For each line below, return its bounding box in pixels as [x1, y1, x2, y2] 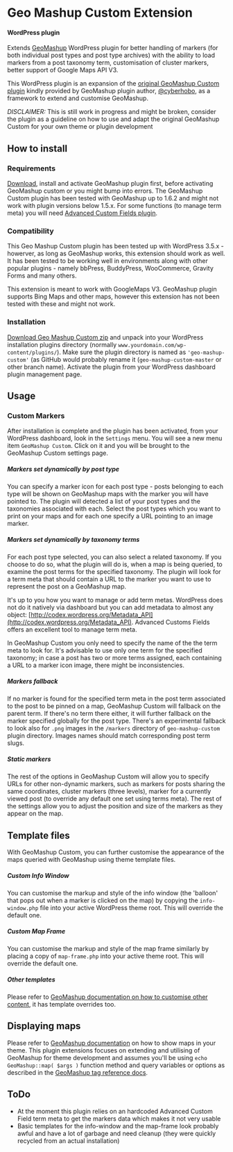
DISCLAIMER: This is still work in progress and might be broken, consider [7, 108, 216, 116]
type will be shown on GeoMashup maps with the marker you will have [7, 490, 209, 498]
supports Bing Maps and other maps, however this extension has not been [7, 292, 220, 301]
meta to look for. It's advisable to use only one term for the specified [7, 646, 202, 655]
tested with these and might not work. [7, 300, 116, 308]
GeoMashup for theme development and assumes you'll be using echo [7, 1053, 208, 1062]
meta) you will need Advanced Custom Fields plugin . [7, 209, 158, 217]
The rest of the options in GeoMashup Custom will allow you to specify [7, 772, 209, 781]
